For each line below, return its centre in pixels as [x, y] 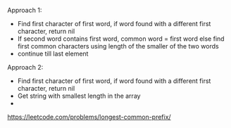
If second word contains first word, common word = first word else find [121, 39]
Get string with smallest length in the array [79, 96]
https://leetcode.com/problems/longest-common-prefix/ [89, 117]
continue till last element [53, 53]
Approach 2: [25, 67]
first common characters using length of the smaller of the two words [118, 46]
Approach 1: [25, 10]
